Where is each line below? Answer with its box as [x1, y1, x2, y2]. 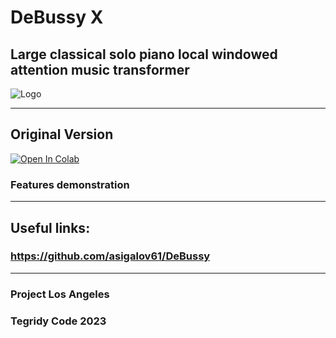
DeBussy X [10, 6, 104, 29]
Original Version [10, 126, 114, 143]
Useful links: [10, 219, 91, 236]
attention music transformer [10, 61, 190, 78]
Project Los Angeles [10, 287, 110, 301]
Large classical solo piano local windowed [10, 46, 278, 63]
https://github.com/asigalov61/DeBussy [10, 249, 211, 263]
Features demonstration [10, 177, 130, 191]
